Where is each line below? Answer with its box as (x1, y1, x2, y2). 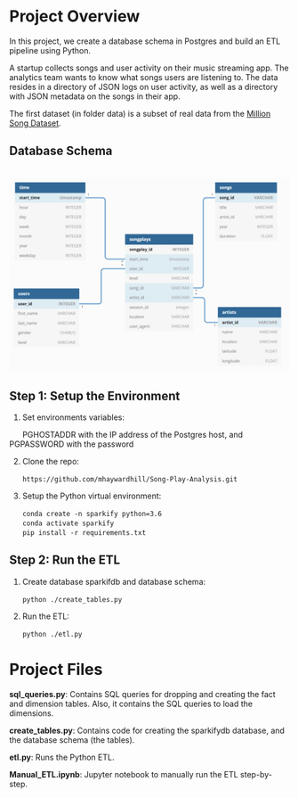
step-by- (239, 769, 273, 779)
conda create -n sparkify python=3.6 (21, 510, 163, 519)
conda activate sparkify (21, 519, 115, 528)
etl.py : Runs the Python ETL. (9, 752, 115, 762)
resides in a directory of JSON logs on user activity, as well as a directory (9, 81, 278, 92)
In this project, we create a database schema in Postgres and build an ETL (9, 36, 281, 46)
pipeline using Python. (9, 45, 92, 55)
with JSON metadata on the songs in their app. (9, 91, 181, 102)
